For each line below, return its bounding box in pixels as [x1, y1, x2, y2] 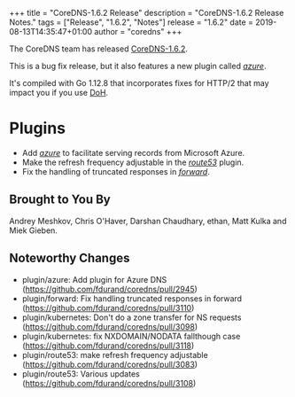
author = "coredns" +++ [94, 27, 182, 36]
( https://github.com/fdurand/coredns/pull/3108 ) [21, 378, 197, 388]
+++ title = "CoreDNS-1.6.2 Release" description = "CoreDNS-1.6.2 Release [9, 8, 284, 18]
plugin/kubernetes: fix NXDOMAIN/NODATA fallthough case [21, 331, 241, 341]
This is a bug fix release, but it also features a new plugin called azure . [9, 61, 267, 71]
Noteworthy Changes [9, 251, 130, 266]
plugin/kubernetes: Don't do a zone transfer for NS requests [21, 312, 242, 323]
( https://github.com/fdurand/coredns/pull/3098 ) [21, 321, 198, 331]
